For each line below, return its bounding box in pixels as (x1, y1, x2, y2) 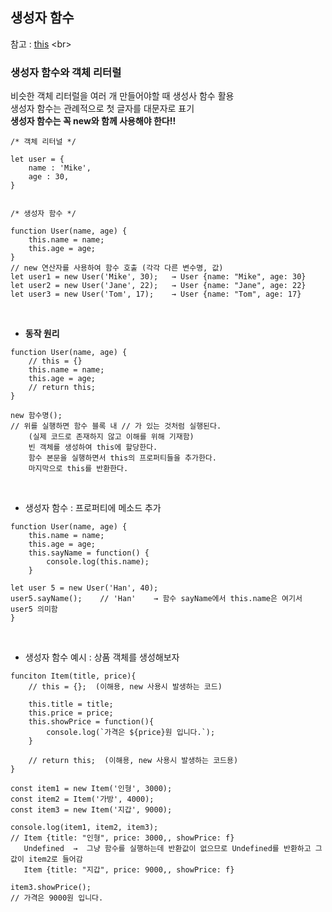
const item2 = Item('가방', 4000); (10, 794, 155, 805)
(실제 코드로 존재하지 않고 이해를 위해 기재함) (28, 432, 195, 442)
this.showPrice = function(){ (28, 717, 155, 727)
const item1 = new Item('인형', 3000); (10, 784, 173, 794)
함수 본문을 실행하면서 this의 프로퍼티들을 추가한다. (28, 453, 217, 463)
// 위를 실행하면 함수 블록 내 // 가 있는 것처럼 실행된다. (10, 421, 222, 432)
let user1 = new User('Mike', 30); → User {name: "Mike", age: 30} (10, 272, 307, 282)
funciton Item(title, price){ (10, 671, 137, 682)
